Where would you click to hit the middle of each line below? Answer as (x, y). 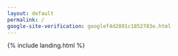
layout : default (30, 13)
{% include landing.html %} (46, 46)
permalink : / (26, 20)
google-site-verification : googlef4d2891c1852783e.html (89, 26)
